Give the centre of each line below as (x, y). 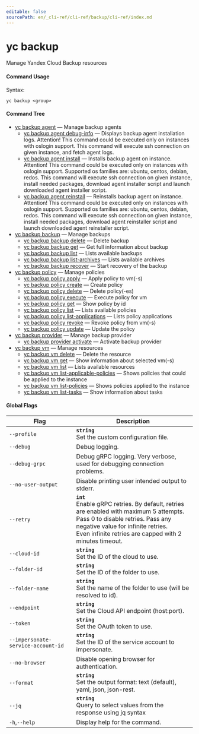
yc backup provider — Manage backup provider (73, 335)
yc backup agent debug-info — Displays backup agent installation (104, 133)
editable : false (26, 12)
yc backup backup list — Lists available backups (83, 253)
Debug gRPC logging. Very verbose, (126, 457)
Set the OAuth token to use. (114, 627)
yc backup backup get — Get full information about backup (96, 246)
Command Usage (28, 77)
